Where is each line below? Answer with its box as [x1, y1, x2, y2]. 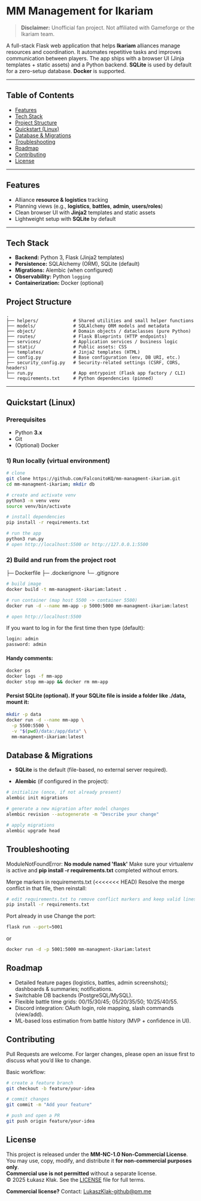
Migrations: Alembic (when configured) [14, 266, 114, 274]
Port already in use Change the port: [6, 912, 96, 920]
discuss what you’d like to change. [6, 1057, 92, 1064]
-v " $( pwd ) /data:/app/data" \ [11, 728, 87, 734]
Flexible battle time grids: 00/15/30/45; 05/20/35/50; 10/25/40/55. [14, 998, 178, 1005]
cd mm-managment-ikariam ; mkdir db [6, 481, 95, 487]
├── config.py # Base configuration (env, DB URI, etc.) [6, 354, 181, 360]
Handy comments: [6, 654, 53, 662]
